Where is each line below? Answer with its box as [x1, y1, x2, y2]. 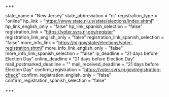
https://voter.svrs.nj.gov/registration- [84, 67, 161, 73]
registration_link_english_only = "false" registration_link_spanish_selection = [5, 34, 164, 40]
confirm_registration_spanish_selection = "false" [5, 77, 107, 83]
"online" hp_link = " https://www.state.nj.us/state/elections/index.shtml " [5, 18, 154, 24]
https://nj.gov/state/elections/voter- [58, 40, 133, 46]
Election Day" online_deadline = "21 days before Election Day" [5, 56, 136, 61]
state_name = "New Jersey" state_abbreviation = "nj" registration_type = [5, 13, 157, 18]
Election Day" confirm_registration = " [5, 67, 85, 73]
